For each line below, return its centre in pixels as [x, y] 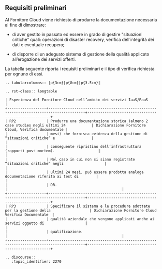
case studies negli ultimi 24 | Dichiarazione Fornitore [75, 125]
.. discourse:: [20, 257]
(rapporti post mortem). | [53, 151]
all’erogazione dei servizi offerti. [44, 59]
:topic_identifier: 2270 [37, 261]
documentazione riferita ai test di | [52, 176]
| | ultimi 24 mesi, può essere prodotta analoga [74, 172]
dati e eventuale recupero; [38, 45]
